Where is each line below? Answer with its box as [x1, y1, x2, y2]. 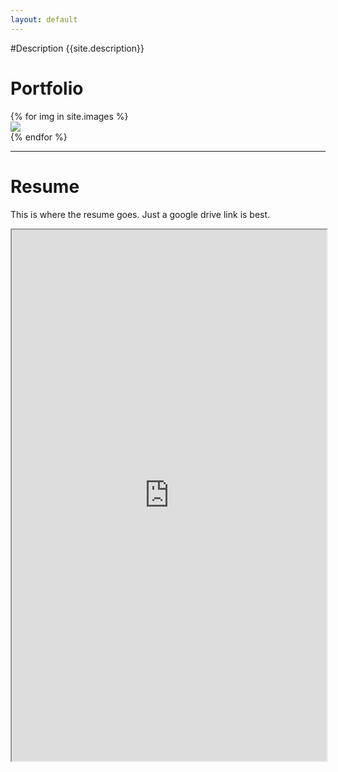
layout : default [10, 14, 78, 25]
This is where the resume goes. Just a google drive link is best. [10, 208, 271, 220]
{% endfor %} [10, 131, 68, 143]
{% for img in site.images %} [10, 110, 129, 122]
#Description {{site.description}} [10, 42, 145, 54]
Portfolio [10, 77, 84, 100]
